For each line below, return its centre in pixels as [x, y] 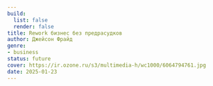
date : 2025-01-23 [32, 71]
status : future [29, 59]
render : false [34, 26]
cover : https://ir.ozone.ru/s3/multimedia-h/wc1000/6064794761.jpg [107, 65]
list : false [31, 20]
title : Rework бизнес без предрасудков [65, 33]
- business [23, 53]
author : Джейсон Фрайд [40, 40]
